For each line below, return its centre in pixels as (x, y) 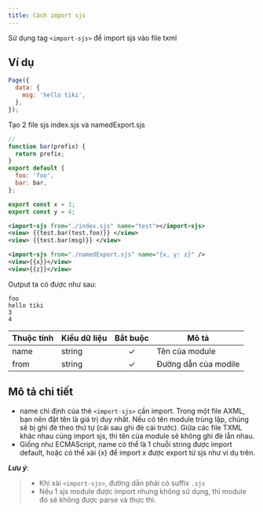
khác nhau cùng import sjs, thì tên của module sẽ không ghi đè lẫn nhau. (137, 436)
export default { (37, 168)
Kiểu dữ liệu (84, 338)
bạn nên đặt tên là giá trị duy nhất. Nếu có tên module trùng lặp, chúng (134, 419)
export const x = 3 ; (42, 204)
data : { (28, 88)
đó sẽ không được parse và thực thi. (97, 499)
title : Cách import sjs (47, 15)
